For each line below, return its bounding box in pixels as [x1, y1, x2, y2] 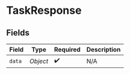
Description [86, 46, 121, 54]
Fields [6, 28, 30, 38]
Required [54, 46, 81, 54]
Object [29, 57, 49, 65]
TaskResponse [6, 4, 82, 17]
